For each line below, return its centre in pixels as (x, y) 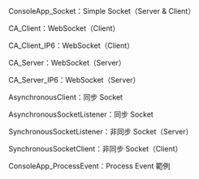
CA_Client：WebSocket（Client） (64, 28)
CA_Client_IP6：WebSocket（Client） (71, 45)
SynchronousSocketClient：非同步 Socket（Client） (95, 149)
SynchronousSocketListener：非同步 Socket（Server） (101, 132)
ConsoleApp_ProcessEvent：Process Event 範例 (89, 166)
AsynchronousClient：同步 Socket (66, 97)
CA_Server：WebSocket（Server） (67, 63)
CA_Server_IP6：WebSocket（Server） (74, 80)
